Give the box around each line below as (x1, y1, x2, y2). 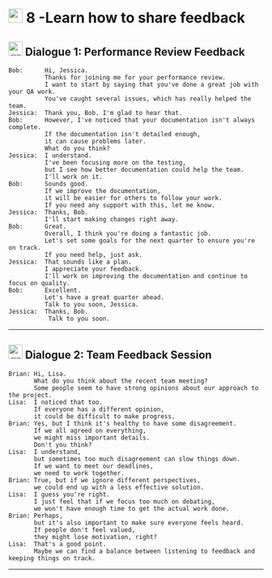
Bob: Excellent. (8, 286, 82, 294)
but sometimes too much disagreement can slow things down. (33, 455, 241, 463)
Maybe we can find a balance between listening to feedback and (33, 547, 255, 555)
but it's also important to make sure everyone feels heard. (33, 519, 244, 527)
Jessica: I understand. (8, 152, 92, 160)
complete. (8, 123, 42, 131)
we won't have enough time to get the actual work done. (33, 504, 230, 512)
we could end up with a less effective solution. (33, 483, 205, 491)
